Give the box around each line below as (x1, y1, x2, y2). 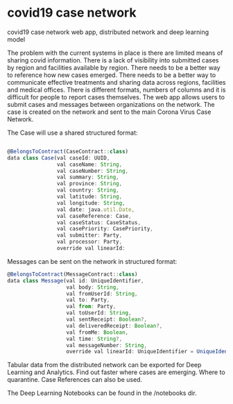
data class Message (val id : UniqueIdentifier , (7, 277, 144, 284)
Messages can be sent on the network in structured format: (7, 257, 178, 265)
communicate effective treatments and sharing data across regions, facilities (7, 78, 226, 86)
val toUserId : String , (66, 310, 132, 317)
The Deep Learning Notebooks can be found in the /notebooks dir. (7, 389, 198, 397)
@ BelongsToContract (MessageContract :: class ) (7, 271, 138, 278)
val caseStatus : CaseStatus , (56, 219, 141, 226)
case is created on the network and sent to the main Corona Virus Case (7, 108, 212, 116)
